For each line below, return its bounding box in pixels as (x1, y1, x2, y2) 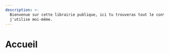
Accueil (5, 38, 38, 50)
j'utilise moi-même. (10, 17, 53, 22)
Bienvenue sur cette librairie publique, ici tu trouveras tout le (10, 12, 154, 17)
